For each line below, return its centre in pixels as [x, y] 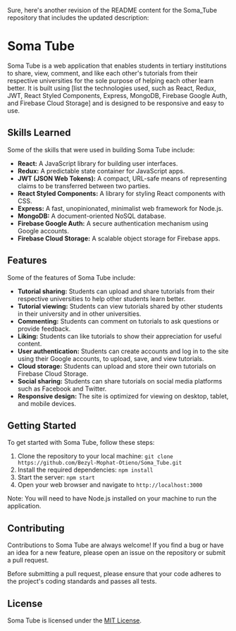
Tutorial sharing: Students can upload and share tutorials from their [116, 291]
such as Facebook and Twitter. [62, 388]
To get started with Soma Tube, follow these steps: [81, 443]
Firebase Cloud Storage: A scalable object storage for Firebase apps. [119, 238]
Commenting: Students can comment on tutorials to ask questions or [118, 321]
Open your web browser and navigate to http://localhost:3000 [110, 485]
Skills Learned [39, 133]
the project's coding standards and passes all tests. [82, 582]
